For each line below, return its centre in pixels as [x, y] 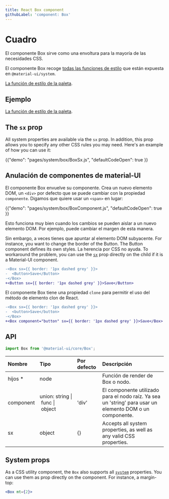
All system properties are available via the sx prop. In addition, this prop [79, 139]
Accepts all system [125, 423]
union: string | [56, 396]
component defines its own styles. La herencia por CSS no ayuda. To [77, 249]
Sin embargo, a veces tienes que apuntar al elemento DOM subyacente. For [83, 238]
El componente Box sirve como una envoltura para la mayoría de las [76, 53]
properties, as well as [127, 430]
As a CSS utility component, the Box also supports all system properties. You [83, 472]
